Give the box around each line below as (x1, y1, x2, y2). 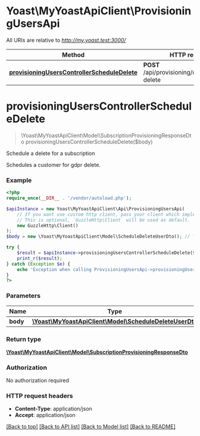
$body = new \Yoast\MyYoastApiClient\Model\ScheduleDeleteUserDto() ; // (6, 233, 190, 239)
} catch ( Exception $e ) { (6, 261, 70, 267)
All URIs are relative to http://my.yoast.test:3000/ (6, 36, 126, 43)
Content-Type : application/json (14, 405, 92, 412)
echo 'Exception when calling (17, 266, 92, 272)
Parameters (6, 292, 40, 300)
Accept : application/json (14, 412, 76, 419)
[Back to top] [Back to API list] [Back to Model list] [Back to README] (6, 423, 176, 430)
